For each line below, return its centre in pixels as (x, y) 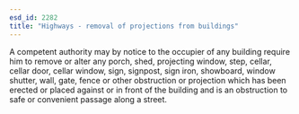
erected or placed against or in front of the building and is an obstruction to (149, 90)
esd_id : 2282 (34, 18)
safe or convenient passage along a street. (88, 99)
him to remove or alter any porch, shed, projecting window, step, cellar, (141, 61)
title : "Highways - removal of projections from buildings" (124, 26)
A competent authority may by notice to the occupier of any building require (149, 51)
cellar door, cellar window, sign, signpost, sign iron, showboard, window (142, 70)
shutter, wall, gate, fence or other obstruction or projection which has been (148, 80)
